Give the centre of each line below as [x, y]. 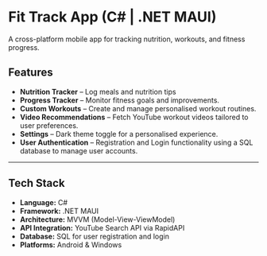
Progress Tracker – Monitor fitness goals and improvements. [120, 100]
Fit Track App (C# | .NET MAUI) [112, 17]
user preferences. [49, 125]
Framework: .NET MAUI [59, 211]
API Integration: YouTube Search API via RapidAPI [102, 227]
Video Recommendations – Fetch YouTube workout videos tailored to [134, 117]
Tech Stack [37, 183]
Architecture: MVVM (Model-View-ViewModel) [97, 219]
